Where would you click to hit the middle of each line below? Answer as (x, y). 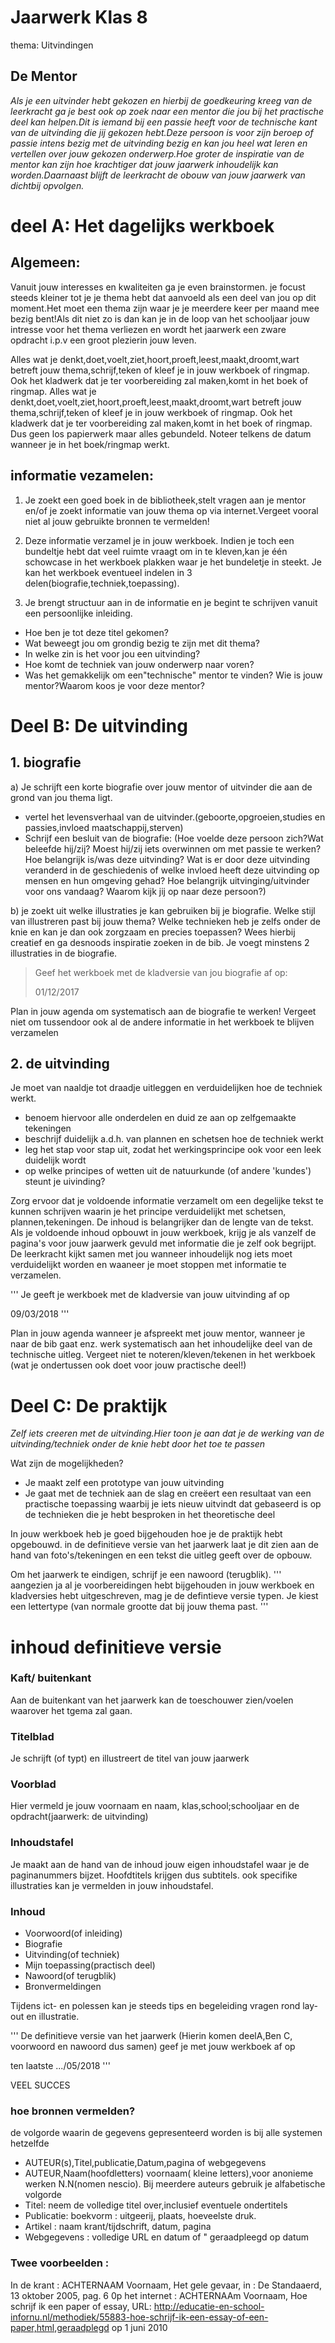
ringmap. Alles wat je (53, 391)
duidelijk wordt (55, 1160)
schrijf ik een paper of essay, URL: (81, 2306)
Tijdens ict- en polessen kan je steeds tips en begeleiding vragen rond (155, 2005)
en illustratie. (53, 2016)
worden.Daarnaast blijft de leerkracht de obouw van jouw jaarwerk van (158, 175)
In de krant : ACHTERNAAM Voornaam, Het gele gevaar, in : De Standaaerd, (166, 2285)
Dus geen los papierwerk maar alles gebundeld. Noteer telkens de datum (161, 433)
